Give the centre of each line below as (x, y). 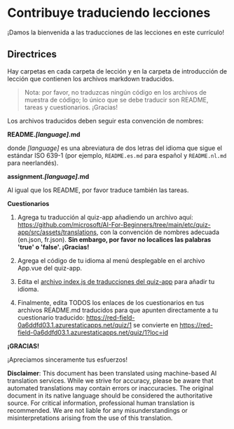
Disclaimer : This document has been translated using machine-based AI (112, 373)
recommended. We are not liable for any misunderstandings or (97, 410)
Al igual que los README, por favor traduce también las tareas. (98, 190)
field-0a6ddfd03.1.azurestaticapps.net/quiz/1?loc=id (92, 332)
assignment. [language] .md (48, 176)
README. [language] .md (44, 134)
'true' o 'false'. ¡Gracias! (53, 247)
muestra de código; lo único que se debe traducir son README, (116, 100)
